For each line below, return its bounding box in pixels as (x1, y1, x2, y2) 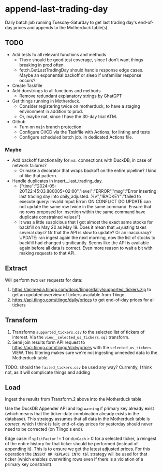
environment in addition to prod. (19, 108, 83, 114)
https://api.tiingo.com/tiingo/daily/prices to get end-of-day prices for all (12, 297, 155, 303)
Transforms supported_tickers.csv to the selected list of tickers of (12, 329, 145, 335)
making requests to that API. (19, 250, 76, 256)
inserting (138, 188, 157, 194)
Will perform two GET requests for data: (5, 277, 83, 283)
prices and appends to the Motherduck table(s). (14, 24, 109, 30)
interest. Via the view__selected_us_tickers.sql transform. (12, 334, 130, 340)
